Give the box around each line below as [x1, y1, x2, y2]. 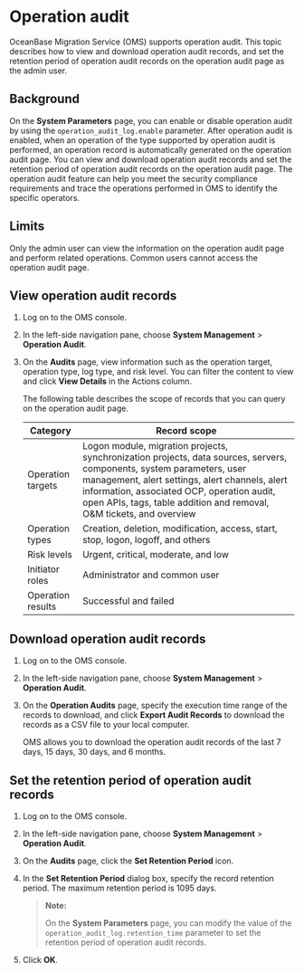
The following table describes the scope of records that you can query [22, 394, 286, 405]
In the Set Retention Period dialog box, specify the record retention [22, 873, 274, 883]
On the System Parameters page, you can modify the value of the [44, 918, 292, 929]
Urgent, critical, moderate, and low [82, 548, 229, 561]
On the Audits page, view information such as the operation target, [22, 357, 273, 367]
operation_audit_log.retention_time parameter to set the [44, 928, 261, 938]
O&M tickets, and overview [82, 508, 196, 520]
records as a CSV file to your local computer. [22, 719, 190, 730]
